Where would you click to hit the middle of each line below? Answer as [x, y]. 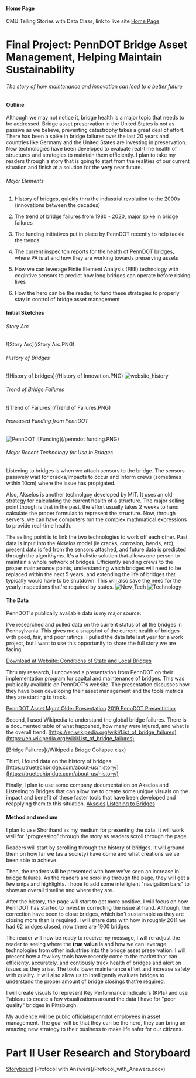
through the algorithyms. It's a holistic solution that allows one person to [93, 556]
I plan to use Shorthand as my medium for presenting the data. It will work [95, 830]
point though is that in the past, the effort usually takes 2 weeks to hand [93, 507]
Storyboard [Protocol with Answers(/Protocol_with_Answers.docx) [86, 1069]
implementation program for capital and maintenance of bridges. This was [95, 679]
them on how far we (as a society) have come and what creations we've [93, 854]
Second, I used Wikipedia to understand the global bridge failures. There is [96, 720]
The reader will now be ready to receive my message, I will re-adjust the [93, 938]
